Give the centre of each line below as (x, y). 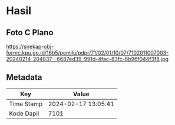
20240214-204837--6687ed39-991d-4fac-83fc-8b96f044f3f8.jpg (87, 59)
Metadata (24, 77)
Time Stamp (26, 104)
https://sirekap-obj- (30, 46)
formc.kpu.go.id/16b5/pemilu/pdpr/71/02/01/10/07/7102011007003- (87, 53)
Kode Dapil (24, 113)
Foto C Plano (30, 33)
